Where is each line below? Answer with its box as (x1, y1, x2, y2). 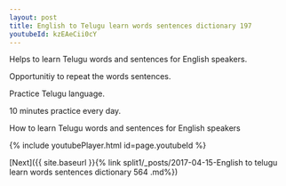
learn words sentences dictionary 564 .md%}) (9, 166, 179, 178)
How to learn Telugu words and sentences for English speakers (9, 123, 242, 133)
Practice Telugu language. (9, 88, 105, 99)
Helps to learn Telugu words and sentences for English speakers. (9, 54, 248, 65)
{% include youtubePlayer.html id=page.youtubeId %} (9, 140, 207, 151)
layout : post (9, 12, 58, 22)
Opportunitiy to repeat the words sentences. (9, 71, 171, 82)
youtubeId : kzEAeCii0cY (9, 29, 98, 38)
